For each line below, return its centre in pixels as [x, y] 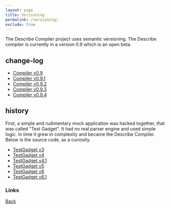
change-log [24, 60]
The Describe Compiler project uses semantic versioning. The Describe [81, 39]
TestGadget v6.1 [30, 177]
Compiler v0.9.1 [29, 79]
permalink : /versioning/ [32, 20]
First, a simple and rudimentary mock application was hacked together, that [85, 123]
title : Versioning [25, 15]
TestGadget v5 [29, 166]
